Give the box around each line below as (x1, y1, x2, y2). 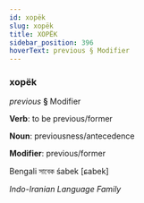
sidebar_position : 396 (9, 38, 94, 47)
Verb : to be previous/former (9, 114, 114, 124)
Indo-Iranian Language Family (9, 184, 122, 195)
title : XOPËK (9, 30, 58, 38)
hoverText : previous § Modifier (9, 47, 130, 55)
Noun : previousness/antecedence (9, 131, 135, 141)
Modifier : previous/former (9, 148, 106, 159)
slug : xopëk (9, 21, 54, 30)
